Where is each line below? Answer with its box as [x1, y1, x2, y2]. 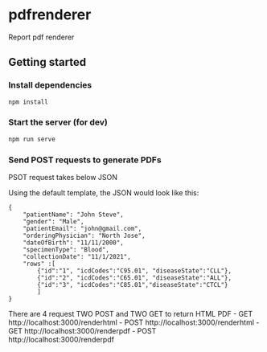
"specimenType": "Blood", [23, 245, 110, 254]
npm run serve [8, 135, 56, 143]
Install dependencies [8, 80, 92, 91]
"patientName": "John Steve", [23, 211, 125, 219]
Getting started [8, 55, 87, 69]
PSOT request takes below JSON [8, 172, 118, 182]
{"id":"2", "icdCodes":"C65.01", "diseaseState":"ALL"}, [37, 273, 232, 282]
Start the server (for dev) [8, 117, 109, 128]
